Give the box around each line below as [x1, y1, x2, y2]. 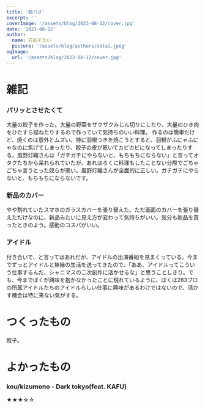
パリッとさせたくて [6, 106, 63, 114]
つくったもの [6, 315, 72, 329]
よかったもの [6, 360, 72, 374]
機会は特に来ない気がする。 [11, 291, 81, 299]
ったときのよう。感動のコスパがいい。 [6, 221, 103, 229]
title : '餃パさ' [6, 9, 45, 15]
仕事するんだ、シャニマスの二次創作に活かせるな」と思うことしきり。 [11, 268, 188, 275]
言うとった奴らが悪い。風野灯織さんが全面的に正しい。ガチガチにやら [22, 167, 199, 174]
